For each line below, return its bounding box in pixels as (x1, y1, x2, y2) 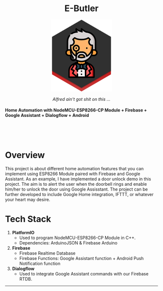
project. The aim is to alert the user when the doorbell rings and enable (5, 181, 147, 187)
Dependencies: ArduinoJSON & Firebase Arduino (19, 240, 118, 245)
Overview (5, 150, 45, 161)
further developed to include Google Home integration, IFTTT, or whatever (5, 191, 154, 197)
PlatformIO (12, 229, 35, 235)
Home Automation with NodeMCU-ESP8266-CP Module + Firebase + (5, 107, 147, 113)
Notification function (19, 260, 61, 266)
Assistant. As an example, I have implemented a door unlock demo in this (5, 176, 151, 182)
